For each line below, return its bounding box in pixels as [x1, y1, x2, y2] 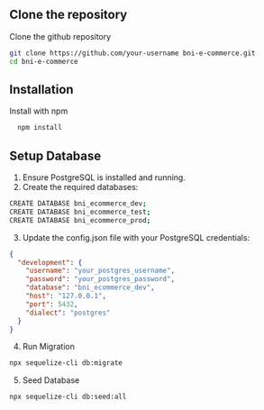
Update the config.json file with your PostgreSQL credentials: [22, 232, 250, 242]
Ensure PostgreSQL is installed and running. [22, 172, 187, 183]
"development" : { [17, 258, 83, 267]
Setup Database [9, 148, 102, 163]
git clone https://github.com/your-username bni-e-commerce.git [9, 49, 256, 58]
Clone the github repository [9, 31, 112, 41]
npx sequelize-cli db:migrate [9, 359, 123, 368]
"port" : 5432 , [25, 299, 78, 309]
